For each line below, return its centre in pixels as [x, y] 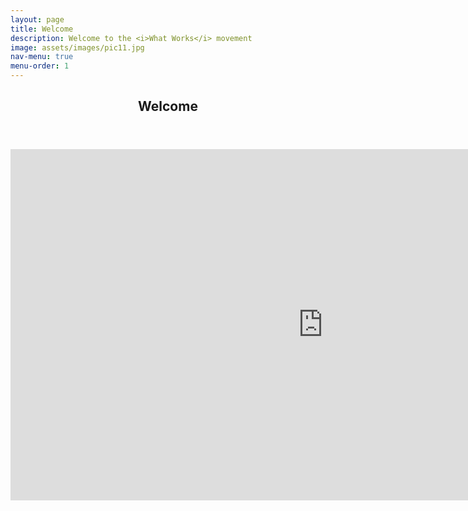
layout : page [37, 19]
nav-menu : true [42, 57]
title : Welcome [42, 29]
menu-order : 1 [40, 66]
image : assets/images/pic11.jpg [77, 47]
